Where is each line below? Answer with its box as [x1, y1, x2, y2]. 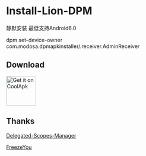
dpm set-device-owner [6, 36, 63, 43]
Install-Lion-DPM [6, 4, 93, 18]
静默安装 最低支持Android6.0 [6, 24, 77, 31]
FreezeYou [6, 144, 32, 151]
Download [6, 60, 45, 70]
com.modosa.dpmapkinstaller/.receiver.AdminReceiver [6, 43, 140, 50]
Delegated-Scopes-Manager [6, 132, 77, 139]
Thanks [6, 116, 35, 126]
